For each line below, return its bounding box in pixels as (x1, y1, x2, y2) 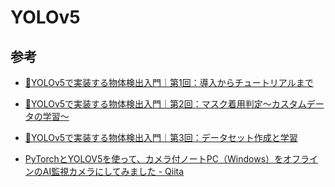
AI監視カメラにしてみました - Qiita (42, 166, 185, 177)
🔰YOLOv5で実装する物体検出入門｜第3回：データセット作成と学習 (24, 132, 298, 143)
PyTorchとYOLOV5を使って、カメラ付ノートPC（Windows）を (24, 153, 284, 165)
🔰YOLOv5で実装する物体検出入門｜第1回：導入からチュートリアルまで (24, 77, 314, 88)
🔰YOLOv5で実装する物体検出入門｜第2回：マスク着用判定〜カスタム (24, 98, 307, 110)
